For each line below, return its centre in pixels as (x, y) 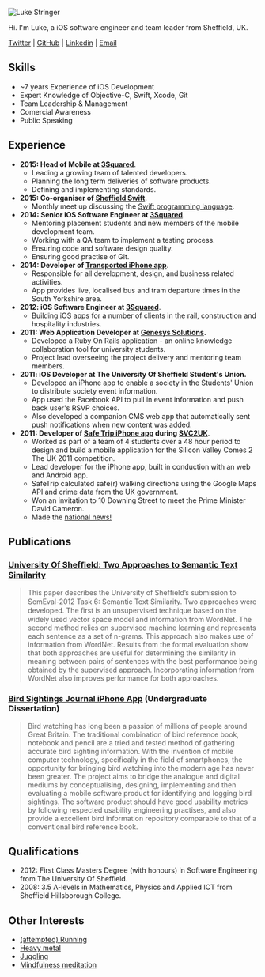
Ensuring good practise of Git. (80, 256)
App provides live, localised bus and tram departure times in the (136, 290)
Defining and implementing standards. (94, 189)
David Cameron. (58, 508)
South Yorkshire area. (67, 298)
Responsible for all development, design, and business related (133, 273)
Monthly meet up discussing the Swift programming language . (133, 206)
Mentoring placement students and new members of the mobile (135, 223)
